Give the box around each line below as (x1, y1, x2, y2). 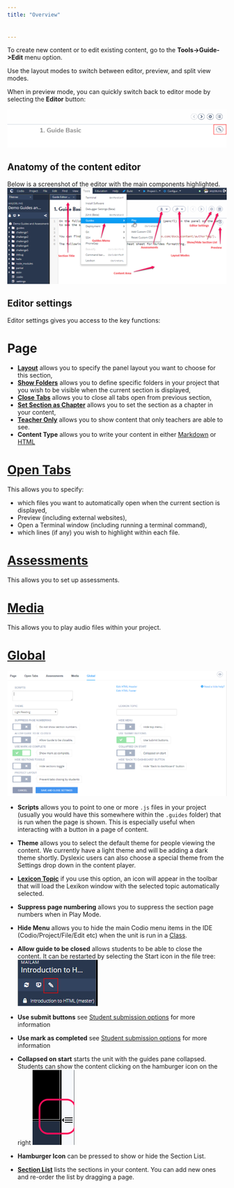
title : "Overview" (7, 11, 61, 18)
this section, (17, 371, 53, 379)
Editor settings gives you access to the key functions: (7, 316, 161, 324)
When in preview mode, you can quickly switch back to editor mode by (7, 88, 211, 96)
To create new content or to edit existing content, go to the (7, 46, 176, 54)
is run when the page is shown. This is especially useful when (17, 818, 195, 826)
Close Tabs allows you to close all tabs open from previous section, (17, 393, 212, 401)
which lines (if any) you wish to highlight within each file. (17, 528, 180, 537)
